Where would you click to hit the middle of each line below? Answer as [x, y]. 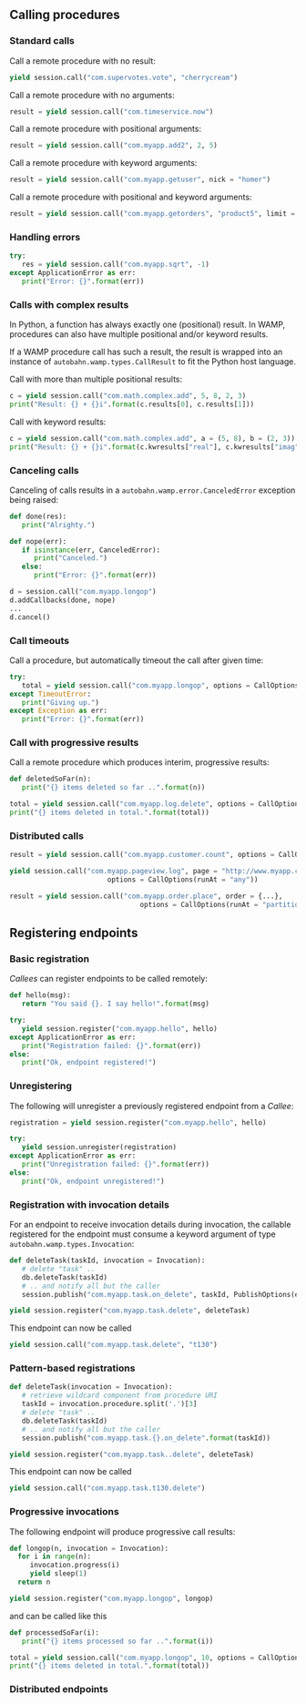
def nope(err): [38, 541]
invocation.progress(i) [75, 1566]
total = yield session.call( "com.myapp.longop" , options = [136, 685]
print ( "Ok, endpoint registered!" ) [89, 1063]
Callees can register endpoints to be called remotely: [108, 979]
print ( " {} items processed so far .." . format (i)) [117, 1641]
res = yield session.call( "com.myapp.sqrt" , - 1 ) [115, 265]
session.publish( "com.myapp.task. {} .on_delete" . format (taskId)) [146, 1438]
